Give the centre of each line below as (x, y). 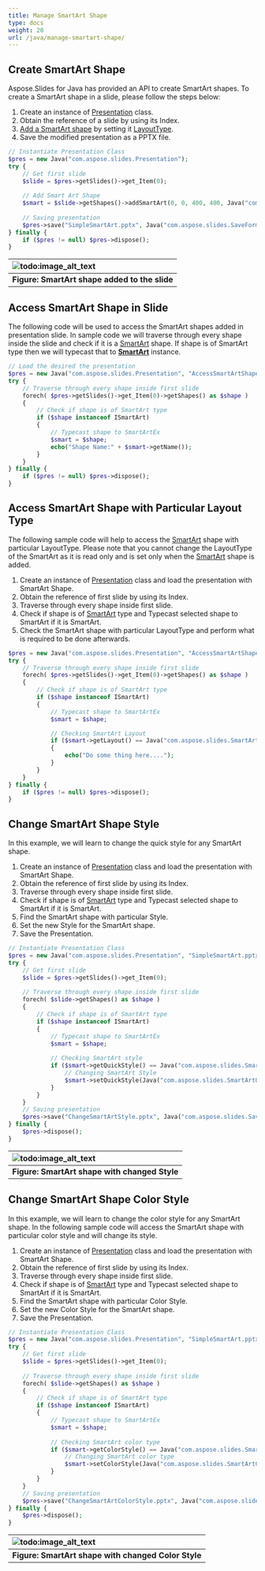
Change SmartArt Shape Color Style (99, 1200)
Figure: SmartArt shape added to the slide (93, 279)
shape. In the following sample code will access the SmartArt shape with (126, 1227)
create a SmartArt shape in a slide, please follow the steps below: (114, 97)
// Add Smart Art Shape (62, 196)
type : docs (26, 23)
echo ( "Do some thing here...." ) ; (119, 756)
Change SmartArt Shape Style (84, 824)
